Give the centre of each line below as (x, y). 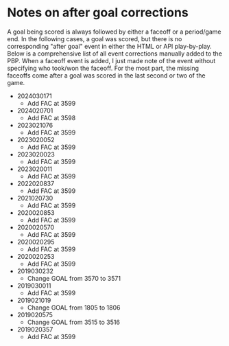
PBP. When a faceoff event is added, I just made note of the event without (111, 60)
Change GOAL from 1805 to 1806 (74, 308)
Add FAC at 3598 (51, 117)
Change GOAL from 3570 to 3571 (74, 278)
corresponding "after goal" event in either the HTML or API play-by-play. (110, 46)
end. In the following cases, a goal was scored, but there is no (95, 38)
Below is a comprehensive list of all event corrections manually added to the (115, 54)
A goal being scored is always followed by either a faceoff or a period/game (114, 32)
